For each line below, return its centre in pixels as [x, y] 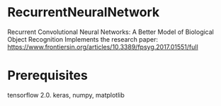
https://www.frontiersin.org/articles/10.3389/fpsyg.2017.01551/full [103, 47]
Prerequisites [48, 76]
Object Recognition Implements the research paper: [83, 39]
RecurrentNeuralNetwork [84, 12]
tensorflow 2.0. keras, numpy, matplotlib [66, 95]
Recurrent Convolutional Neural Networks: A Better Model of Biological [110, 32]
